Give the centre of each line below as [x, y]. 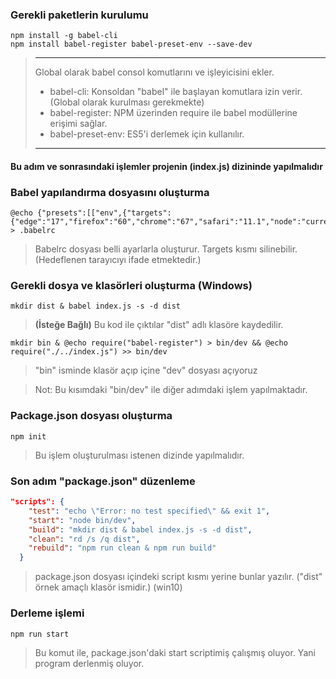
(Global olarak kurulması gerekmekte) [127, 102]
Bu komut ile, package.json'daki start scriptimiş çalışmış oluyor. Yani [175, 652]
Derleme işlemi [47, 613]
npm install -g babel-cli [64, 36]
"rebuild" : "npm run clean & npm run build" [122, 548]
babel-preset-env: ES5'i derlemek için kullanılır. [147, 134]
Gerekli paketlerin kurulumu [79, 15]
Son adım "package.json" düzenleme [103, 481]
